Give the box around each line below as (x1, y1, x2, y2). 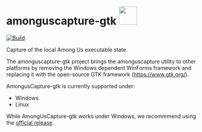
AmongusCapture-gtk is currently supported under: (6, 82, 135, 89)
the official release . (6, 119, 55, 126)
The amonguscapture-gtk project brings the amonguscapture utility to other (6, 58, 196, 65)
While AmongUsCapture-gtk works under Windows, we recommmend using (6, 113, 197, 120)
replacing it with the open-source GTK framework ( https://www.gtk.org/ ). (6, 71, 189, 78)
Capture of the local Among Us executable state (6, 46, 126, 53)
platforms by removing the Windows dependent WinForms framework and (6, 64, 192, 71)
